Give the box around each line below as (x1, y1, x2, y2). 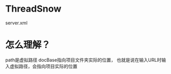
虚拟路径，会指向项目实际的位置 (9, 63, 78, 69)
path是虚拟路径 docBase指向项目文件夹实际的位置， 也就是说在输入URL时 (5, 57, 162, 63)
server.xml (5, 20, 28, 26)
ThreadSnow (5, 3, 62, 15)
